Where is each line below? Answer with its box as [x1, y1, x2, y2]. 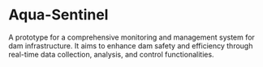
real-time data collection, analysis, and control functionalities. [8, 49, 214, 59]
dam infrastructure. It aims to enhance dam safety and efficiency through [8, 40, 253, 50]
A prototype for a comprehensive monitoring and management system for [8, 32, 256, 42]
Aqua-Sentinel [8, 6, 109, 24]
